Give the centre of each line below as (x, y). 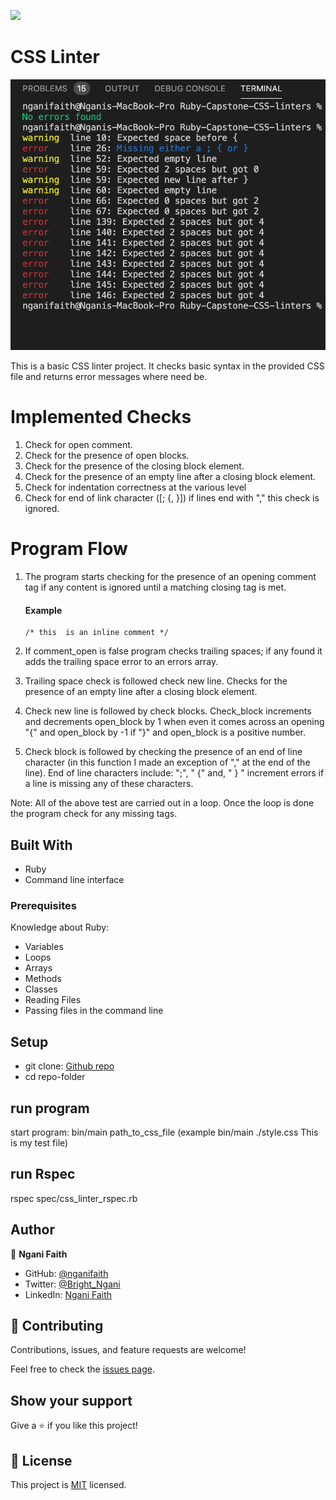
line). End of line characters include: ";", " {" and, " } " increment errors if (174, 773)
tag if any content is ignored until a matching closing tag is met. (155, 587)
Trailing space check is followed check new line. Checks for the (156, 681)
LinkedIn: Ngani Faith (68, 1294)
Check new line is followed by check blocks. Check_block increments (168, 711)
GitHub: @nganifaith (66, 1273)
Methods (43, 979)
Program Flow (69, 549)
